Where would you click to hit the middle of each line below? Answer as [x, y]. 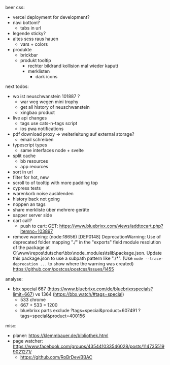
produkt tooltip [36, 60]
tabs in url [31, 28]
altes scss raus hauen [35, 39]
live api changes [30, 118]
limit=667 [23, 294]
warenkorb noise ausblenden [43, 193]
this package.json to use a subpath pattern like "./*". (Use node [78, 258]
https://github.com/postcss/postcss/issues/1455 [63, 269]
